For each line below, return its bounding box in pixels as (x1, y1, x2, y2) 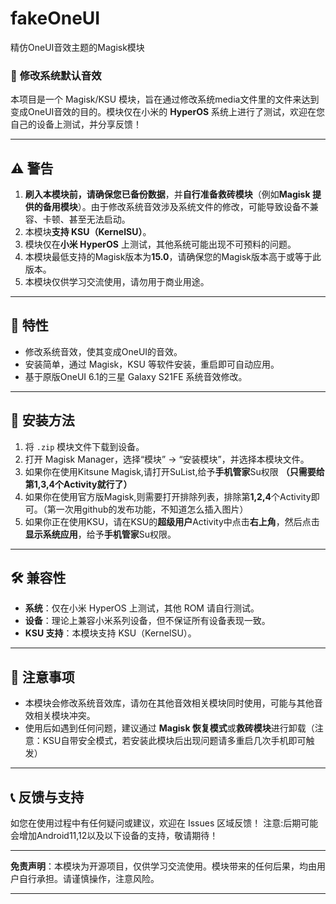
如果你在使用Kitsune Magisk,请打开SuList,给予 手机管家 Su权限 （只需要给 (24, 465, 325, 477)
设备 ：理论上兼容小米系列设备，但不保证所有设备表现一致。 (24, 615, 271, 627)
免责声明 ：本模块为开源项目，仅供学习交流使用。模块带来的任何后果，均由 (10, 860, 317, 872)
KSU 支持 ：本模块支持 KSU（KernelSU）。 (24, 627, 197, 639)
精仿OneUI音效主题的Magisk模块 (10, 41, 145, 53)
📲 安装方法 (10, 412, 75, 429)
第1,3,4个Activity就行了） (24, 478, 133, 490)
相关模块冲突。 (33, 710, 96, 722)
